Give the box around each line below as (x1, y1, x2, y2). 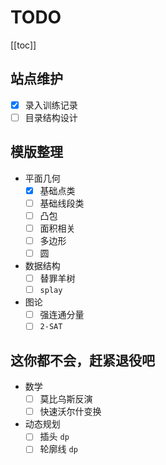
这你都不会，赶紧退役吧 (10, 352, 155, 369)
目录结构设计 (24, 111, 78, 123)
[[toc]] (10, 39, 37, 51)
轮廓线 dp (39, 443, 78, 455)
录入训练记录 (24, 99, 78, 111)
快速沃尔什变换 (39, 406, 102, 418)
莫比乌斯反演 (39, 393, 93, 405)
